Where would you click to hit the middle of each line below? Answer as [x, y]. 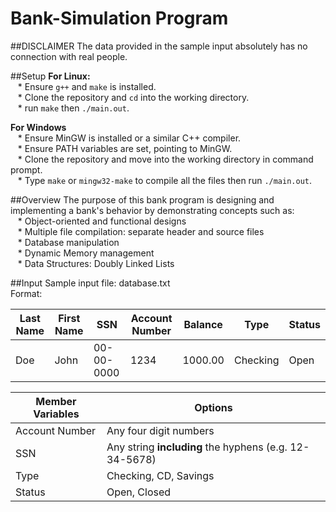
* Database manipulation [68, 242]
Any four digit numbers [160, 430]
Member [56, 401]
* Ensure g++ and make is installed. [87, 86]
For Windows [38, 127]
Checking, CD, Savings [160, 475]
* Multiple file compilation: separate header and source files [141, 231]
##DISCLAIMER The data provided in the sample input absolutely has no [159, 46]
